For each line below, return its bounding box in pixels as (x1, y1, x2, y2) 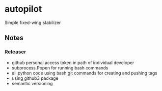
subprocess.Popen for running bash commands (11, 65, 108, 70)
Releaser (4, 48, 27, 55)
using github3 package (11, 75, 58, 81)
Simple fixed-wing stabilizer (4, 20, 61, 25)
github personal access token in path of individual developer (11, 60, 135, 66)
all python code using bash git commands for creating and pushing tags (11, 70, 158, 76)
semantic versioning (11, 80, 53, 86)
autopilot (4, 3, 42, 15)
